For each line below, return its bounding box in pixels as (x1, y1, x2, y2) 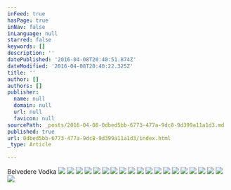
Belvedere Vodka (7, 167, 57, 176)
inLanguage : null (7, 30, 58, 37)
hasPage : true (7, 17, 49, 24)
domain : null (13, 102, 52, 109)
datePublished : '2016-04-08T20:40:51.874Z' (7, 56, 137, 63)
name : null (13, 96, 46, 103)
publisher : (7, 89, 39, 96)
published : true (7, 128, 55, 135)
